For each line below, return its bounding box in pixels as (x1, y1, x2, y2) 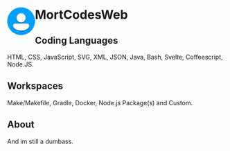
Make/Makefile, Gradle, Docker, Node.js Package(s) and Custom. (7, 98, 193, 107)
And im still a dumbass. (7, 137, 74, 145)
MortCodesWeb (35, 7, 128, 23)
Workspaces (7, 80, 64, 92)
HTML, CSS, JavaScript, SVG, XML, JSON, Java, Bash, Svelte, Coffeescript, (7, 53, 223, 61)
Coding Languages (35, 35, 118, 46)
